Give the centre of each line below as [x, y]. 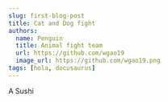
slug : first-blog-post [46, 16]
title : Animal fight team [59, 46]
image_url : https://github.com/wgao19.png [88, 61]
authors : [23, 31]
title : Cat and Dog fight [52, 23]
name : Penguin [39, 38]
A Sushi [21, 91]
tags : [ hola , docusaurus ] [52, 68]
